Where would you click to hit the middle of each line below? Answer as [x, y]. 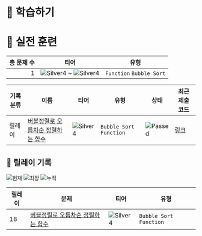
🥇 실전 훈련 [32, 42]
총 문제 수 [22, 62]
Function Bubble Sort [135, 74]
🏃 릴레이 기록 [29, 162]
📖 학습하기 [31, 12]
